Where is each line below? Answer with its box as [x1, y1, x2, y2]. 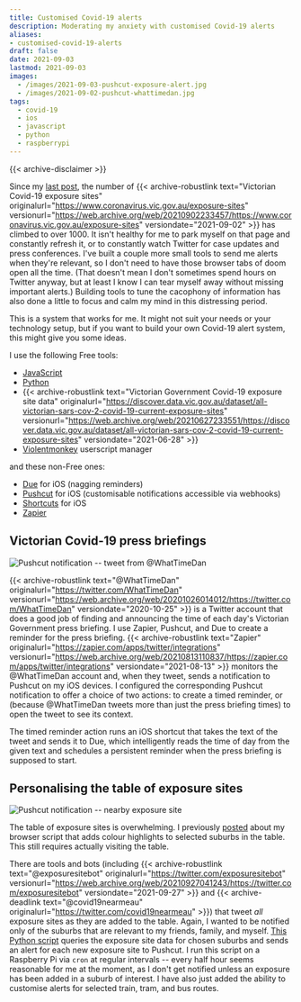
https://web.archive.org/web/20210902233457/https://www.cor [55, 209, 292, 221]
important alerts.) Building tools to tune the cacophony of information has [9, 285, 281, 297]
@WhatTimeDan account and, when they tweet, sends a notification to [9, 670, 271, 681]
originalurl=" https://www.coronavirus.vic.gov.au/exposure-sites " [9, 200, 249, 211]
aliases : [9, 30, 42, 39]
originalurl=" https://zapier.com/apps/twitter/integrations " [9, 641, 221, 653]
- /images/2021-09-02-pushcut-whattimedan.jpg [17, 88, 195, 97]
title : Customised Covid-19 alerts [9, 13, 143, 23]
